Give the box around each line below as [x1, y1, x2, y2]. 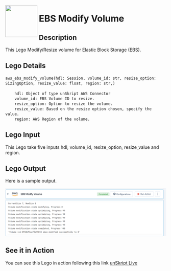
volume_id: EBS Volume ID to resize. [14, 96, 95, 101]
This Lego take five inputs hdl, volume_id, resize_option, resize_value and [5, 144, 159, 150]
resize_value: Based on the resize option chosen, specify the [14, 106, 152, 111]
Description [39, 33, 77, 42]
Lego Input [5, 130, 40, 139]
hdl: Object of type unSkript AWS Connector [14, 91, 111, 96]
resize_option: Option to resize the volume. [14, 101, 113, 106]
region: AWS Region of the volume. [14, 117, 90, 122]
